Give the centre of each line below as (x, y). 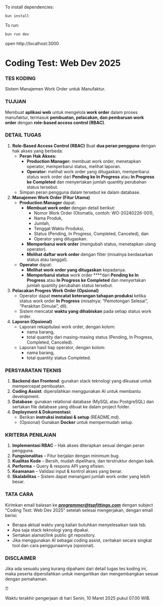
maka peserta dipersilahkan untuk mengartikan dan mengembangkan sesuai (82, 574)
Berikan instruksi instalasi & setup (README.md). (70, 417)
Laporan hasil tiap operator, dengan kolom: (62, 347)
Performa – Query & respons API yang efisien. (58, 466)
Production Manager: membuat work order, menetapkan (84, 161)
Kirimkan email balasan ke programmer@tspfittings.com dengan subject (79, 505)
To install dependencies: (30, 7)
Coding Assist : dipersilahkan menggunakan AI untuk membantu (76, 391)
